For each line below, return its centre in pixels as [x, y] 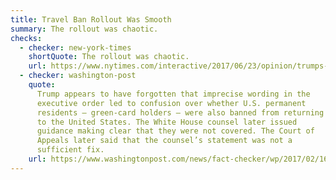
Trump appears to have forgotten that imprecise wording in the [173, 94]
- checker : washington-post [78, 76]
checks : [26, 38]
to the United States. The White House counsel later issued [167, 122]
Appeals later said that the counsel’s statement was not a [164, 141]
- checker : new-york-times [75, 47]
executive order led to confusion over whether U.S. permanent [171, 103]
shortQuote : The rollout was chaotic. [109, 57]
